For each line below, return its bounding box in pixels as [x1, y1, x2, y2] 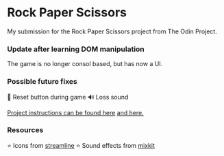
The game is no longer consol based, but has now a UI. [7, 60, 163, 68]
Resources [7, 125, 44, 135]
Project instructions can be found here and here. [7, 108, 144, 116]
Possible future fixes [7, 77, 77, 87]
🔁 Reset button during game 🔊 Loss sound [7, 93, 129, 101]
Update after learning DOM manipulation [7, 44, 145, 54]
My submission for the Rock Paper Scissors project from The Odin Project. [7, 27, 217, 35]
